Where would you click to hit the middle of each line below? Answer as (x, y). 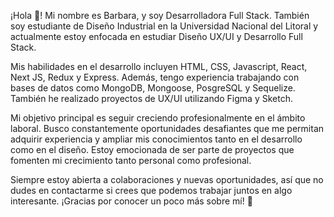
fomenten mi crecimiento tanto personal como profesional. (131, 160)
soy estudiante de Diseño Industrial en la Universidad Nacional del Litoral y (164, 26)
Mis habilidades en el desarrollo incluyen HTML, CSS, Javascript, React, (159, 66)
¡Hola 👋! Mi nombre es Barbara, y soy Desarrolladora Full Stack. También (160, 15)
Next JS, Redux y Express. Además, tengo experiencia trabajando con (155, 77)
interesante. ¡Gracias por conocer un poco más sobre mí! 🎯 (131, 201)
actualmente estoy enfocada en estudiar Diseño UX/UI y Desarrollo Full (156, 36)
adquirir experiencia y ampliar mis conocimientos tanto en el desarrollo (156, 139)
